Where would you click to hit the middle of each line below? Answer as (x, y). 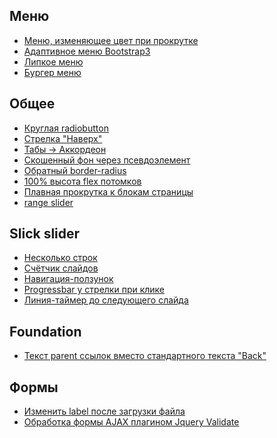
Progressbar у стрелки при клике (94, 290)
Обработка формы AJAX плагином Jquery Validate (131, 422)
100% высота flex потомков (82, 181)
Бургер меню (52, 72)
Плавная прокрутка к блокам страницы (108, 191)
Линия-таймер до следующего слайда (106, 300)
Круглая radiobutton (66, 128)
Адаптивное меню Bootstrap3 (87, 51)
